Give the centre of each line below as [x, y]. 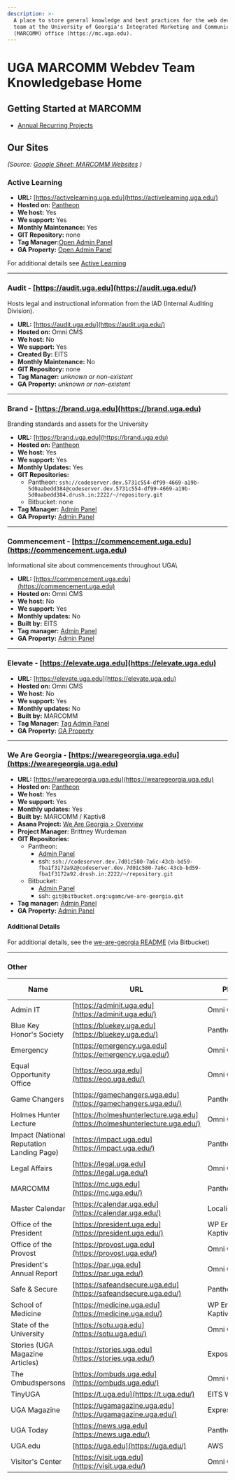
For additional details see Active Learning [67, 263]
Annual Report [34, 1273]
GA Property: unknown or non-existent [74, 384]
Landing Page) [35, 1153]
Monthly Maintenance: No [56, 361]
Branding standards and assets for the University [78, 424]
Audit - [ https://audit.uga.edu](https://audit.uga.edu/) [102, 288]
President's [29, 1265]
